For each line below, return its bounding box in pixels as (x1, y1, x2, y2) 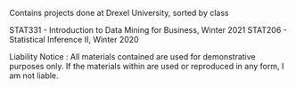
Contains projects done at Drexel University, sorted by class (9, 8, 229, 18)
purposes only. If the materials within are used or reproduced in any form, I (9, 61, 284, 71)
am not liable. (9, 70, 60, 81)
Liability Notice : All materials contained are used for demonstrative (9, 52, 256, 61)
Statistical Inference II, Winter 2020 (9, 35, 140, 44)
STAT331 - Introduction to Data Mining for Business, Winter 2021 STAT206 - (9, 25, 288, 35)
